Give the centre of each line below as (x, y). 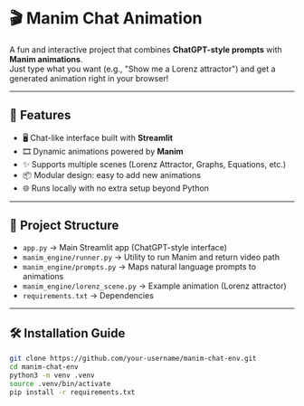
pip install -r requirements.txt (72, 392)
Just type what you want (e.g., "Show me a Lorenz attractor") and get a (142, 69)
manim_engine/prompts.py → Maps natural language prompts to (139, 266)
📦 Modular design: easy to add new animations (112, 175)
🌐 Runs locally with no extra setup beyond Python (116, 188)
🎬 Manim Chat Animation (106, 19)
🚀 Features (40, 115)
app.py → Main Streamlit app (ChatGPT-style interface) (125, 247)
